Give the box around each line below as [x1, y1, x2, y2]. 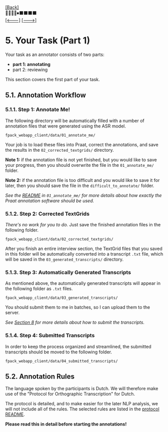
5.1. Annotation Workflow [5, 91, 87, 100]
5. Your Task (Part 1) [5, 35, 91, 46]
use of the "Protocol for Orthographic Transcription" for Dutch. [5, 391, 135, 397]
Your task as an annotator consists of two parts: [5, 51, 105, 57]
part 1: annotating [12, 61, 51, 67]
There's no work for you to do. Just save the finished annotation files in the [5, 221, 161, 227]
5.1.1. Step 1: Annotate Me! [5, 106, 70, 113]
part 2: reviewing [12, 67, 48, 73]
